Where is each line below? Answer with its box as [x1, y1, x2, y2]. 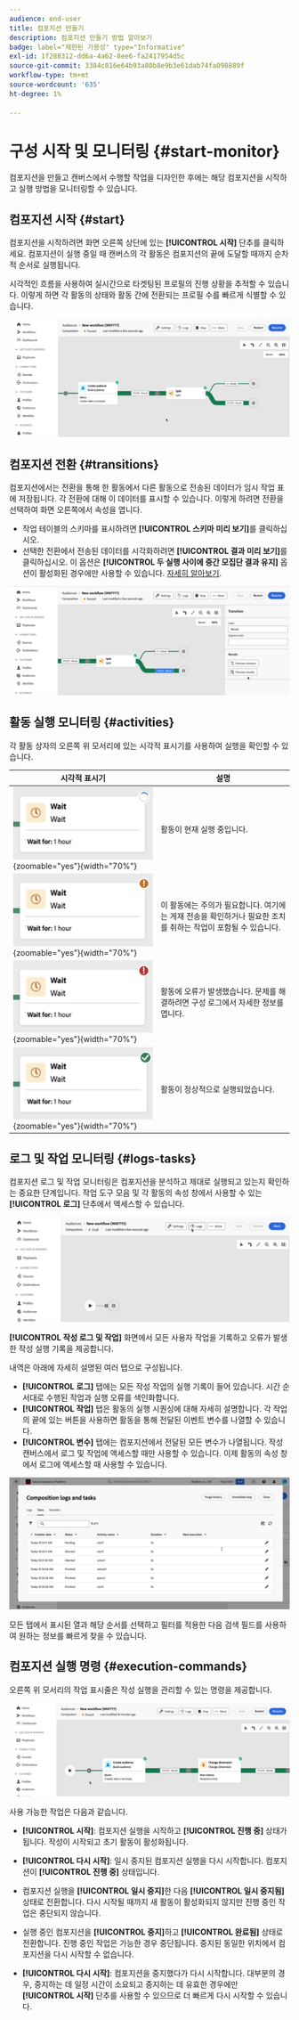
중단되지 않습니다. [38, 1907, 101, 1918]
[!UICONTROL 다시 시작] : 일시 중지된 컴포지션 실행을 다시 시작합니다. [21, 1855, 264, 1866]
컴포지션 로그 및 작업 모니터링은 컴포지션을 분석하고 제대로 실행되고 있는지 [9, 1177, 266, 1187]
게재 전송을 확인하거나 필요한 [169, 910, 270, 921]
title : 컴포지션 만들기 [9, 23, 85, 33]
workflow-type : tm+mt [9, 71, 90, 80]
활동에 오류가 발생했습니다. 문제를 [159, 986, 278, 997]
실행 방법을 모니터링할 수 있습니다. [18, 183, 138, 194]
